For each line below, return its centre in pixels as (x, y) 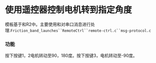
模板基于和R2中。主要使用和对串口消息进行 (48, 24)
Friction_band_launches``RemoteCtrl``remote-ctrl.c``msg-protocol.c (81, 31)
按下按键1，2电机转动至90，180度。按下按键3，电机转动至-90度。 (71, 56)
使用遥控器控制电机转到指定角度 (69, 10)
